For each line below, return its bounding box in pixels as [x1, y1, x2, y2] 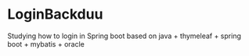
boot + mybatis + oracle [7, 39, 85, 48]
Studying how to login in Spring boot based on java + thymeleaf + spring [7, 31, 242, 40]
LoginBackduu [7, 5, 103, 23]
